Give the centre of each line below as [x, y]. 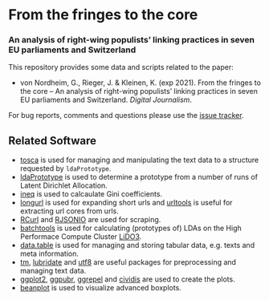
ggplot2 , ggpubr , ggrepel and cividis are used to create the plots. [127, 279]
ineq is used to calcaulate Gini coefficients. [91, 194]
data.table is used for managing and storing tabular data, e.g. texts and [137, 245]
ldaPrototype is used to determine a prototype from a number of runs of [139, 177]
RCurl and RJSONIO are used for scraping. [90, 220]
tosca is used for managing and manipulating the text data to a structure [139, 160]
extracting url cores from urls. [69, 211]
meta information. [49, 253]
